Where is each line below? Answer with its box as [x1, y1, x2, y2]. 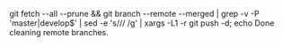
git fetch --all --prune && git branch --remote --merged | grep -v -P [9, 9, 260, 19]
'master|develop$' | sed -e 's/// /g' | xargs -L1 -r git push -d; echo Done [9, 18, 275, 28]
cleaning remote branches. [9, 27, 110, 37]
